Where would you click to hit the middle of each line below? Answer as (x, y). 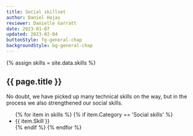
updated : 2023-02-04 (32, 34)
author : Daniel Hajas (33, 18)
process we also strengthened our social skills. (65, 103)
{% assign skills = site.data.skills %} (51, 63)
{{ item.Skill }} (32, 121)
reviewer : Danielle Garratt (42, 23)
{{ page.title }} (34, 82)
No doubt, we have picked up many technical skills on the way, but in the (97, 96)
